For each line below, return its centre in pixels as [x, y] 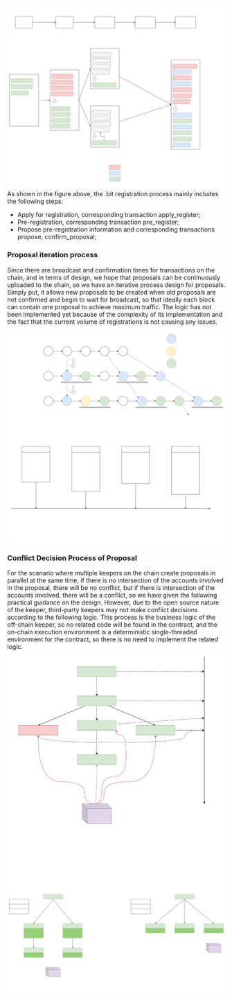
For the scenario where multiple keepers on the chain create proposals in [111, 573]
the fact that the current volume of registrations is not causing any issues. [113, 322]
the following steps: [35, 201]
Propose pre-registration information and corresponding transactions [116, 229]
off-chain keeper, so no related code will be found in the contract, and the [113, 625]
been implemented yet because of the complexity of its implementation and [115, 314]
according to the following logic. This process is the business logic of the [111, 617]
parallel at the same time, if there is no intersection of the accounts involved [115, 580]
